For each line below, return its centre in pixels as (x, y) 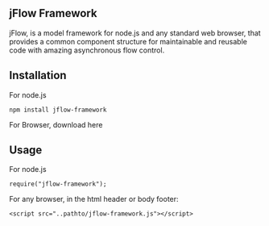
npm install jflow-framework (58, 110)
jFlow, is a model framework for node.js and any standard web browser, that (135, 33)
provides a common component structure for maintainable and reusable (128, 41)
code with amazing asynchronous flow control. (87, 50)
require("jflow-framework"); (58, 184)
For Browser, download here (56, 124)
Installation (38, 75)
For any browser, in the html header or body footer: (94, 199)
